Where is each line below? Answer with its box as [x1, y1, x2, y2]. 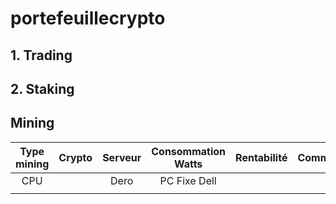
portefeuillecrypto [10, 7, 166, 30]
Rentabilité [235, 150, 288, 164]
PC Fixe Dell [159, 173, 217, 187]
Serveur [102, 150, 142, 164]
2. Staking [10, 80, 75, 97]
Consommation [151, 144, 227, 158]
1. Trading [10, 47, 73, 64]
